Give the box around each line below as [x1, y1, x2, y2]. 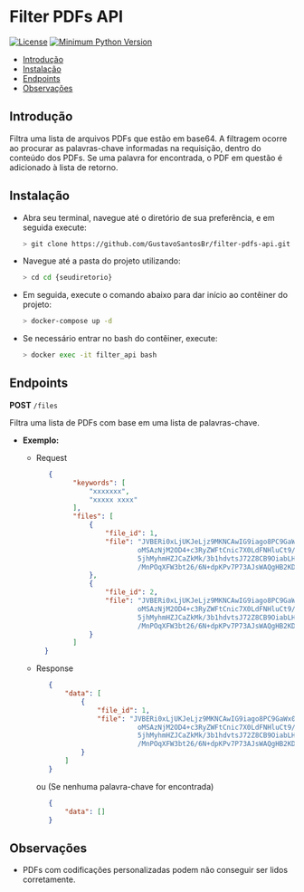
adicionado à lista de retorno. [9, 161, 119, 173]
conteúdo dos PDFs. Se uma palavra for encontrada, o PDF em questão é [9, 152, 283, 163]
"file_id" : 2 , [105, 588, 158, 597]
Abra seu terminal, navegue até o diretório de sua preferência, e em [22, 212, 275, 223]
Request [35, 452, 68, 463]
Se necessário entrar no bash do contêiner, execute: [22, 333, 218, 344]
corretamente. [22, 874, 76, 885]
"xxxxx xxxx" [89, 495, 138, 504]
